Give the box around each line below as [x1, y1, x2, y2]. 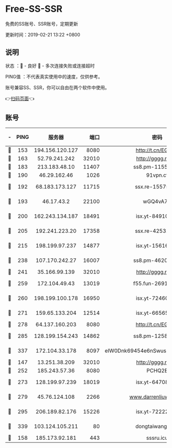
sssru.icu [146, 434, 168, 441]
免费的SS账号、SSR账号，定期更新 [5, 21, 78, 27]
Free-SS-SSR [5, 3, 62, 15]
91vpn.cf [146, 171, 168, 178]
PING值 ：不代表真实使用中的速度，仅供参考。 [5, 73, 103, 79]
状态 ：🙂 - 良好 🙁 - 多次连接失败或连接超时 [5, 63, 95, 69]
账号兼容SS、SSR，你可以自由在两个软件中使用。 [5, 84, 110, 90]
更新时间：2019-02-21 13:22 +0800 [5, 31, 80, 37]
